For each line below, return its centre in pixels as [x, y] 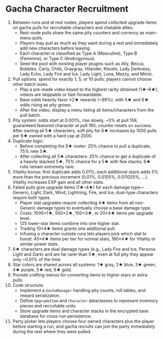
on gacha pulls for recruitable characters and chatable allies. [73, 27]
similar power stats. [39, 244]
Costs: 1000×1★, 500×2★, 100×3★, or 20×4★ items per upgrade [86, 213]
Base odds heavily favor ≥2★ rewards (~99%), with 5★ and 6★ [84, 99]
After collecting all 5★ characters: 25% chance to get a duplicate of [88, 156]
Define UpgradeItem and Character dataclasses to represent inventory [89, 300]
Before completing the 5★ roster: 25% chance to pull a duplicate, [85, 146]
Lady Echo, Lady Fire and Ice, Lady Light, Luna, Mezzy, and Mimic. [87, 74]
